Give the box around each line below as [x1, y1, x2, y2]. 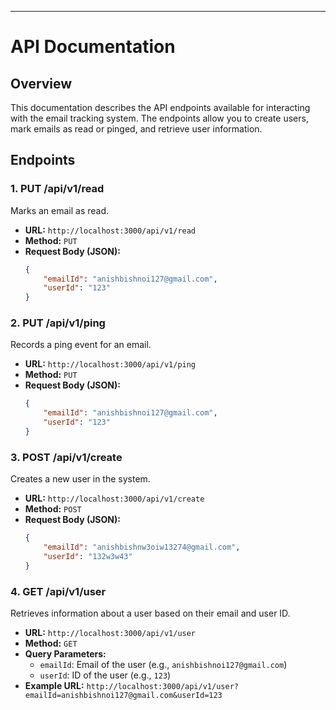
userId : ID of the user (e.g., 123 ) [39, 669, 172, 681]
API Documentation [10, 36, 176, 58]
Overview [10, 75, 73, 92]
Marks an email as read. [10, 204, 110, 216]
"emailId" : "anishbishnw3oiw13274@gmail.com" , [43, 542, 241, 553]
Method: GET [24, 637, 78, 650]
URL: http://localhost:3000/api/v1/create [24, 492, 205, 505]
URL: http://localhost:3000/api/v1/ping [24, 358, 197, 370]
